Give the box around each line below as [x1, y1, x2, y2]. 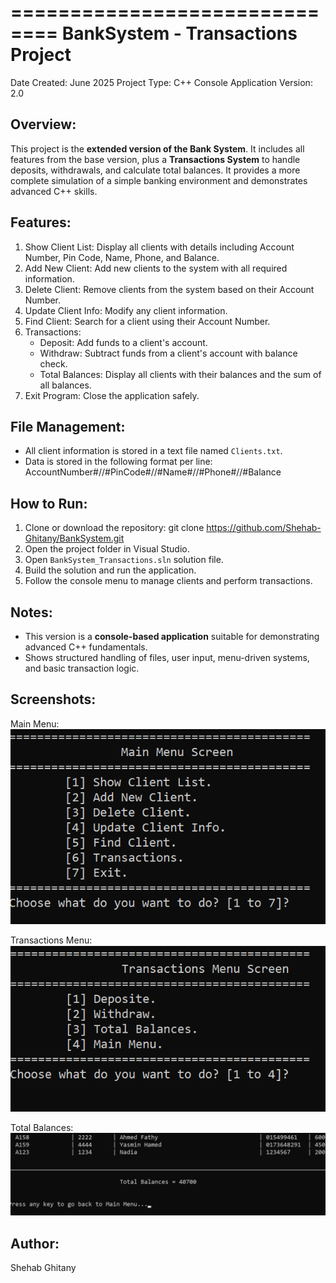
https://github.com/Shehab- [206, 522, 322, 534]
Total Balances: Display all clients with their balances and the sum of [39, 368, 322, 380]
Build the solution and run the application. [24, 564, 197, 576]
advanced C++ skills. [10, 185, 98, 197]
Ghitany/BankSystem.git [24, 532, 125, 545]
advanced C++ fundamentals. [24, 641, 148, 653]
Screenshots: [10, 691, 97, 708]
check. [39, 357, 68, 370]
